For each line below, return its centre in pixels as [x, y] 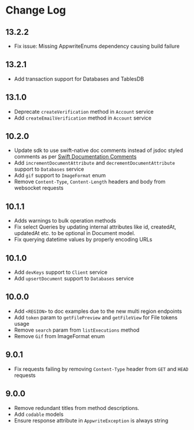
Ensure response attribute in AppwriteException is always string [91, 420]
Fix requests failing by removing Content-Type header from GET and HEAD [101, 369]
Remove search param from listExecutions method [77, 330]
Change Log [36, 10]
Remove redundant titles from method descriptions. [77, 408]
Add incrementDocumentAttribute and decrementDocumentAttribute [94, 163]
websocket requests [39, 188]
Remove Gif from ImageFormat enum [59, 336]
